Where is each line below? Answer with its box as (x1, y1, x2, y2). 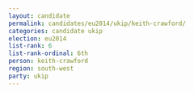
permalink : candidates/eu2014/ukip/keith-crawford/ (8, 19, 186, 27)
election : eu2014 (8, 34, 67, 43)
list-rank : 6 (8, 42, 53, 50)
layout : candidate (8, 11, 70, 20)
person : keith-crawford (8, 57, 89, 66)
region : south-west (8, 65, 74, 73)
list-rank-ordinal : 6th (8, 49, 89, 57)
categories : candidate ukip (8, 27, 103, 35)
